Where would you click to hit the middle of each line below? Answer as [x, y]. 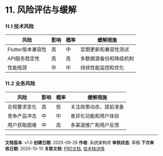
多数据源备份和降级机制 [107, 59]
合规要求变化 [22, 106]
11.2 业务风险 [20, 84]
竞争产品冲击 [22, 116]
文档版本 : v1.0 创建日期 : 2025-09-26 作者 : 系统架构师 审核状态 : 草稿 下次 [78, 142]
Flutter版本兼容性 [27, 50]
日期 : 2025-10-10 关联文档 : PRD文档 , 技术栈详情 [57, 148]
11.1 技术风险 [19, 26]
